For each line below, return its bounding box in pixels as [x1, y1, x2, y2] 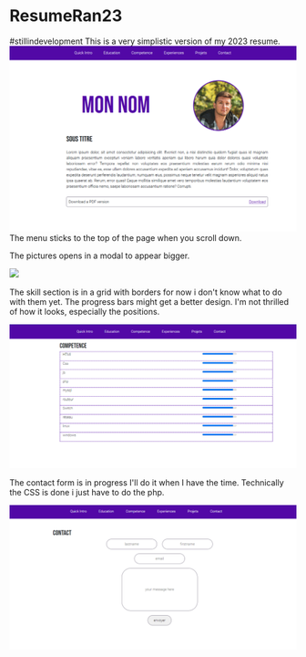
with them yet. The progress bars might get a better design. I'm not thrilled [9, 297, 290, 308]
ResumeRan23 [9, 5, 123, 26]
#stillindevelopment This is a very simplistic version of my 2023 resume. [9, 36, 280, 47]
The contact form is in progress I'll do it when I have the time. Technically [9, 476, 284, 488]
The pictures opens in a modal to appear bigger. [9, 250, 190, 261]
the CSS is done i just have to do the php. [9, 486, 165, 497]
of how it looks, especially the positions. [9, 307, 160, 318]
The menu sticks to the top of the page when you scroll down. [9, 233, 242, 244]
